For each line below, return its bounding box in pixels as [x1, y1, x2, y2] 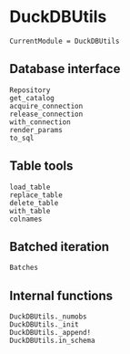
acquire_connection [9, 101, 84, 110]
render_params [9, 125, 64, 134]
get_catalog [9, 93, 55, 102]
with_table [9, 206, 51, 215]
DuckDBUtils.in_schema [9, 336, 95, 346]
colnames [9, 214, 43, 224]
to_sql [9, 133, 35, 142]
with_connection [9, 117, 71, 127]
